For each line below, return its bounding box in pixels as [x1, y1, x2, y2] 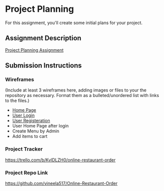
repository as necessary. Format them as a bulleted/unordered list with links [5, 93, 159, 98]
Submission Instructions [5, 62, 82, 70]
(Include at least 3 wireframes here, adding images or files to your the [5, 87, 147, 93]
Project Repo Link [5, 169, 48, 176]
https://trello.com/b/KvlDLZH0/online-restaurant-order [5, 157, 116, 163]
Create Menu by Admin [12, 128, 60, 134]
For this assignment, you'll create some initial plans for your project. [5, 20, 143, 26]
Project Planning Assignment [5, 47, 64, 53]
